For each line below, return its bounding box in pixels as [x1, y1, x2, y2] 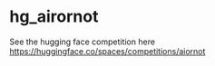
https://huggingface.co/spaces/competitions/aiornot [9, 45, 206, 56]
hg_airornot [9, 6, 99, 27]
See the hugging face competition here [9, 36, 156, 47]
